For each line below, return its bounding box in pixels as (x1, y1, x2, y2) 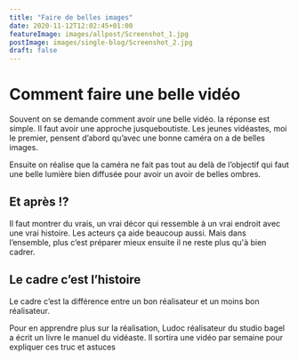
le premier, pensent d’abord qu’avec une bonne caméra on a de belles (9, 132, 265, 143)
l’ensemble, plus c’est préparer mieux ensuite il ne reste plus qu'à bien (9, 237, 267, 247)
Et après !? (9, 195, 69, 210)
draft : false (9, 46, 58, 55)
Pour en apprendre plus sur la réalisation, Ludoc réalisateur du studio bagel (9, 322, 286, 333)
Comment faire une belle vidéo (9, 84, 241, 105)
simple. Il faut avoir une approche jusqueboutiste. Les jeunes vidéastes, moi (9, 124, 287, 134)
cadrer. (9, 246, 36, 257)
